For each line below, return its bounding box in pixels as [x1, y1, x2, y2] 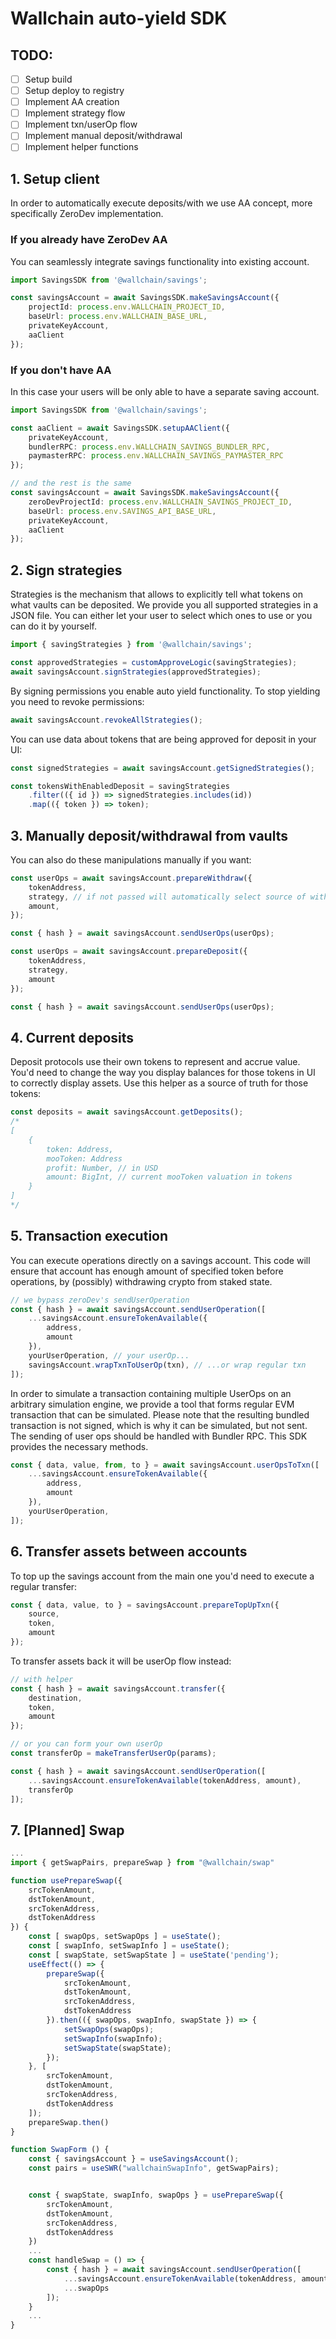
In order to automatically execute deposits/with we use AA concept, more [10, 197, 313, 209]
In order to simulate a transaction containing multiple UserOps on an [10, 1387, 292, 1399]
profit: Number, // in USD [46, 1163, 159, 1173]
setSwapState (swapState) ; [63, 2043, 172, 2053]
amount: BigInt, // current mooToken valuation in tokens [46, 1172, 293, 1182]
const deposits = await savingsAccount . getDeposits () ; [10, 1107, 244, 1117]
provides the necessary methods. [10, 1440, 149, 1452]
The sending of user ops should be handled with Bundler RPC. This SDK [10, 1430, 308, 1442]
